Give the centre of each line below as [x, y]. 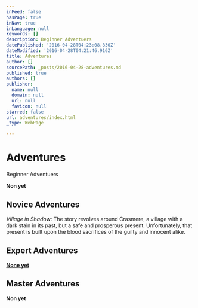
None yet [18, 265]
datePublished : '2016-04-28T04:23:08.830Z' [61, 45]
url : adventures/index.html [41, 117]
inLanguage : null [28, 28]
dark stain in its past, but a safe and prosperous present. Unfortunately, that [99, 225]
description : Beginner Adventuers [49, 39]
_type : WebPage [25, 123]
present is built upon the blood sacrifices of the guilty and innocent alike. [96, 231]
